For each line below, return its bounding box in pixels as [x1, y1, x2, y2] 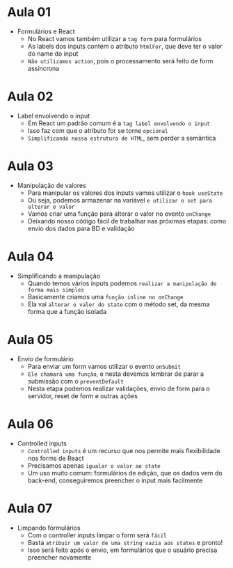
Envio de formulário [17, 354, 74, 363]
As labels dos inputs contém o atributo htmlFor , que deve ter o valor [27, 42, 223, 50]
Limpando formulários [17, 523, 81, 532]
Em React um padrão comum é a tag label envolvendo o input [27, 119, 211, 127]
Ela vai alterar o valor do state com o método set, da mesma [27, 300, 210, 308]
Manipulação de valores [17, 181, 87, 189]
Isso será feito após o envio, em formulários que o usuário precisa [27, 546, 218, 554]
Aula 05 [7, 331, 54, 347]
